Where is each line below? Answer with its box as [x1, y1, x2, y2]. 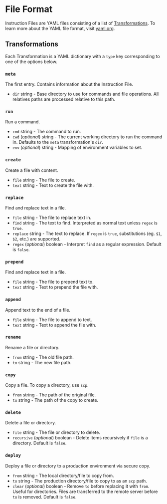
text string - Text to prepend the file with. [12, 284, 98, 290]
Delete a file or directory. [5, 420, 56, 426]
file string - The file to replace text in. [12, 214, 92, 220]
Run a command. [5, 119, 40, 125]
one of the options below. [5, 59, 57, 65]
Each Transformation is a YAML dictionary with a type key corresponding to [5, 53, 161, 59]
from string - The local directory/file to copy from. [12, 472, 114, 478]
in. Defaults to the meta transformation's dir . [12, 139, 104, 145]
